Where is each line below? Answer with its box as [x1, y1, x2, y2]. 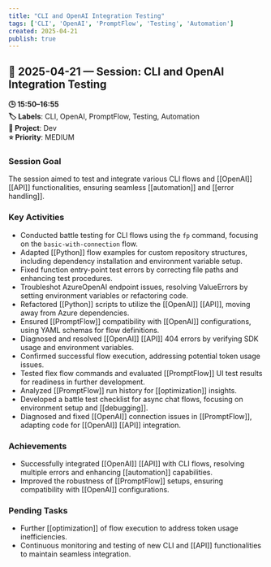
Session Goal [8, 155, 62, 167]
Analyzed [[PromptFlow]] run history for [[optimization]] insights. [19, 385, 238, 395]
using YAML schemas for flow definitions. [19, 325, 160, 335]
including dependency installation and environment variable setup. [19, 256, 243, 266]
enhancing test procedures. [19, 273, 113, 283]
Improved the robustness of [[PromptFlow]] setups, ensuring [19, 476, 224, 486]
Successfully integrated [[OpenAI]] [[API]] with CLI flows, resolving [19, 458, 245, 468]
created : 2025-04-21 [8, 27, 79, 35]
